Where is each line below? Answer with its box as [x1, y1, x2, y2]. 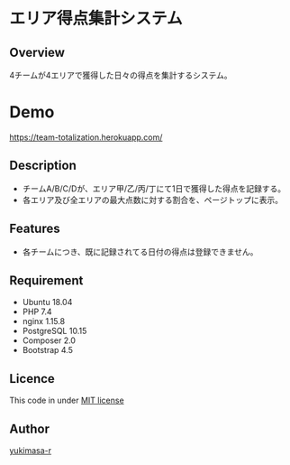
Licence [9, 371, 56, 386]
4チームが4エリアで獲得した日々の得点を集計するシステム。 [9, 70, 232, 80]
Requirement [9, 273, 84, 288]
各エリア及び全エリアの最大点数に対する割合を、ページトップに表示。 [22, 194, 284, 205]
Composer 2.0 [22, 335, 77, 346]
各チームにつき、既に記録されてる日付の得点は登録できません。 [22, 246, 258, 257]
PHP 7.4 [22, 306, 52, 317]
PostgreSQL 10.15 [22, 326, 87, 337]
